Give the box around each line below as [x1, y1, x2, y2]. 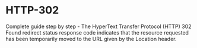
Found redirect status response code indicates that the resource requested [5, 29, 189, 36]
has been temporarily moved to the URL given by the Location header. [5, 35, 177, 42]
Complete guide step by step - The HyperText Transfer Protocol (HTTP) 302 [5, 23, 192, 30]
